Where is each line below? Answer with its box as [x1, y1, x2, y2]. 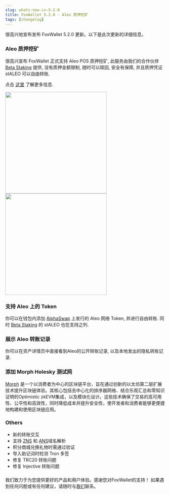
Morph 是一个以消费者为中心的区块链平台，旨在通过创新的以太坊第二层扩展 [5, 381, 162, 387]
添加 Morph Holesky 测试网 [5, 369, 72, 376]
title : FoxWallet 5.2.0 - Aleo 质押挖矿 [5, 12, 89, 17]
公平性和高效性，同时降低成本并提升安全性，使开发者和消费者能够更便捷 [14, 400, 165, 406]
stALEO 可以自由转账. [5, 71, 50, 77]
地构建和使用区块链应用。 [5, 406, 59, 412]
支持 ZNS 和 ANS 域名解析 [12, 438, 66, 444]
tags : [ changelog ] [5, 17, 44, 22]
